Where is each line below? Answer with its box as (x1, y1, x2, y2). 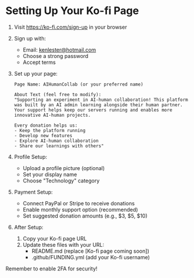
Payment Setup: (14, 188, 53, 195)
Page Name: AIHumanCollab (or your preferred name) (14, 81, 143, 87)
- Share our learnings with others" (14, 143, 104, 149)
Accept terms (22, 59, 56, 66)
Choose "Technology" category (22, 177, 100, 184)
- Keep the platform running (14, 127, 86, 133)
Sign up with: (14, 35, 46, 42)
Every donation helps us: (14, 122, 78, 128)
